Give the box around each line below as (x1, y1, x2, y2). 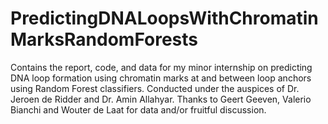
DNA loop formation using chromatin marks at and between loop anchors (10, 72, 312, 84)
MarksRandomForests (10, 28, 199, 51)
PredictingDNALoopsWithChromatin (10, 7, 319, 30)
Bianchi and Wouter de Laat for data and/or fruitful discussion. (10, 103, 267, 116)
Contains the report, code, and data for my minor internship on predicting (10, 61, 313, 73)
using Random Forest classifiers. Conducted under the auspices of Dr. (10, 82, 300, 94)
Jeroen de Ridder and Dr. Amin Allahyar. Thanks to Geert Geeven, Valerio (10, 93, 312, 105)
